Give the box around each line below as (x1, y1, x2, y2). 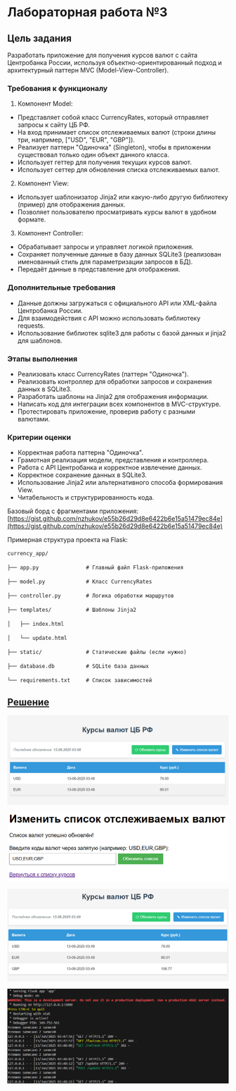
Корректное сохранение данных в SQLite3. (17, 471, 147, 479)
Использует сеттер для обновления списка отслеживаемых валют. (17, 166, 220, 174)
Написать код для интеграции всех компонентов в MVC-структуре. (17, 400, 221, 408)
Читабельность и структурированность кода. (17, 493, 155, 502)
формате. (17, 216, 46, 224)
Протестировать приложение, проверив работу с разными (17, 407, 195, 416)
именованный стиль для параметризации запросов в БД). (17, 258, 193, 266)
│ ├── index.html (7, 621, 65, 628)
